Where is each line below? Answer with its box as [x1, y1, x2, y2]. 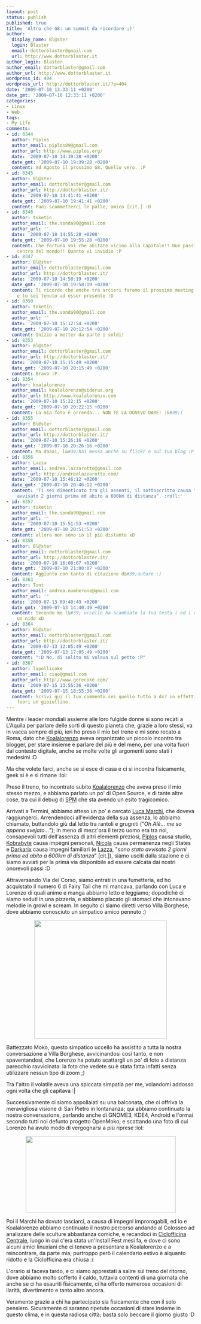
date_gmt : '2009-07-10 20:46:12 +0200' [11, 482, 111, 488]
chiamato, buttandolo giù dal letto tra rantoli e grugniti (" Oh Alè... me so [6, 820, 182, 828]
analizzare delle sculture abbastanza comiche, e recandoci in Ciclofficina [6, 1231, 187, 1238]
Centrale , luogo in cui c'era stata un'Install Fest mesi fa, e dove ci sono [6, 1237, 181, 1244]
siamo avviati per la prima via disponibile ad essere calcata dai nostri [6, 859, 176, 866]
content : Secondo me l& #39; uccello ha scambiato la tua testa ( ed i [11, 610, 191, 616]
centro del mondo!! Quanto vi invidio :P [17, 248, 121, 255]
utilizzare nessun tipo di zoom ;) [6, 1069, 85, 1077]
